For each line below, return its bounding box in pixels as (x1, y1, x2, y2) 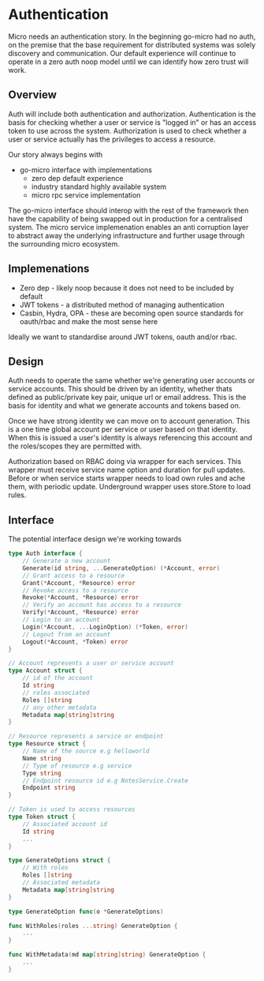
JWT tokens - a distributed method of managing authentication (19, 300, 225, 309)
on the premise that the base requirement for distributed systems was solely (8, 40, 256, 49)
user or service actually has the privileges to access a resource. (8, 134, 216, 144)
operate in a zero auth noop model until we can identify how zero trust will (8, 57, 249, 66)
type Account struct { (8, 666, 83, 675)
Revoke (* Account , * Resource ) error (22, 594, 139, 602)
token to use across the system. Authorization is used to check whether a (8, 126, 247, 135)
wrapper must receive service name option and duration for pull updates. (8, 465, 246, 475)
